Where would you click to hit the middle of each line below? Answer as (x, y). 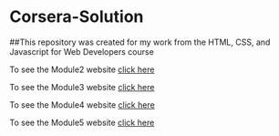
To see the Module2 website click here (82, 69)
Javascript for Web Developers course (82, 51)
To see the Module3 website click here (82, 87)
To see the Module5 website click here (82, 122)
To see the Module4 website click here (82, 105)
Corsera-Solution (77, 17)
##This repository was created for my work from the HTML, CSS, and (140, 42)
